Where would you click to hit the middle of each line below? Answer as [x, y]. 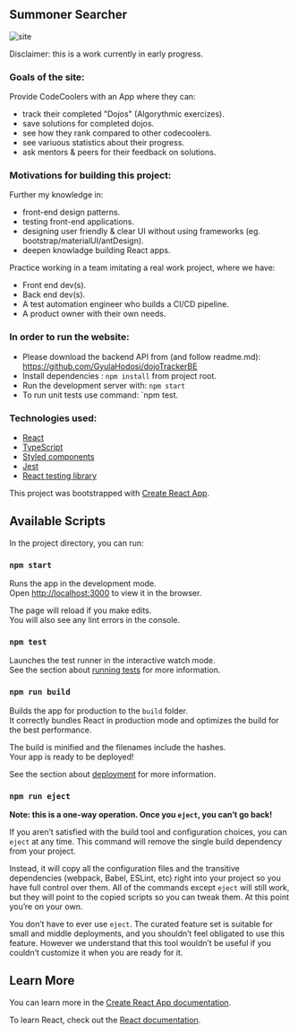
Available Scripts [57, 521]
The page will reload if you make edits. [81, 610]
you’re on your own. [46, 907]
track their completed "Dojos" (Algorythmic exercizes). [123, 114]
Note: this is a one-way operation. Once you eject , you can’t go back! [141, 815]
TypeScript [43, 447]
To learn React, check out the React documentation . [105, 1020]
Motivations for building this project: [90, 176]
